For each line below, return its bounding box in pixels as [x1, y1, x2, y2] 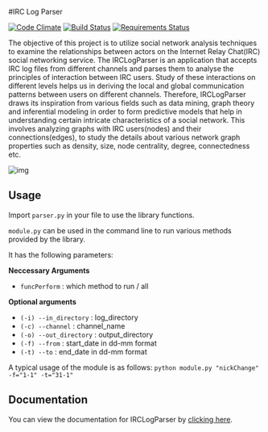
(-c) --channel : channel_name [19, 321, 126, 330]
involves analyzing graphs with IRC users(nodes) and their [8, 124, 202, 133]
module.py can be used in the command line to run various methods [8, 225, 232, 235]
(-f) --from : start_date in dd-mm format [19, 338, 157, 348]
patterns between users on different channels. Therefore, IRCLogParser [8, 90, 247, 99]
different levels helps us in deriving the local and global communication [8, 81, 245, 90]
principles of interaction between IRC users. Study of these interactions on [8, 73, 256, 82]
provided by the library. [8, 234, 86, 244]
